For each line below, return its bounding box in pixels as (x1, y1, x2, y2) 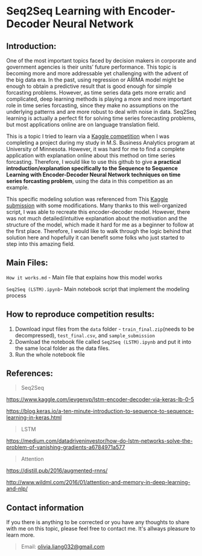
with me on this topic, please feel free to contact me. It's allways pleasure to (6, 525, 196, 533)
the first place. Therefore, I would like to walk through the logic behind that (6, 228, 192, 234)
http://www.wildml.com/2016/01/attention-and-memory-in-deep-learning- (6, 479, 191, 486)
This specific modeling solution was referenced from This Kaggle (6, 196, 168, 202)
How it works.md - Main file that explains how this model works (6, 273, 163, 281)
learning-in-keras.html (6, 414, 62, 421)
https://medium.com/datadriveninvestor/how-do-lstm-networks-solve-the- (6, 437, 193, 445)
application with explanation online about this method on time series (6, 152, 176, 159)
